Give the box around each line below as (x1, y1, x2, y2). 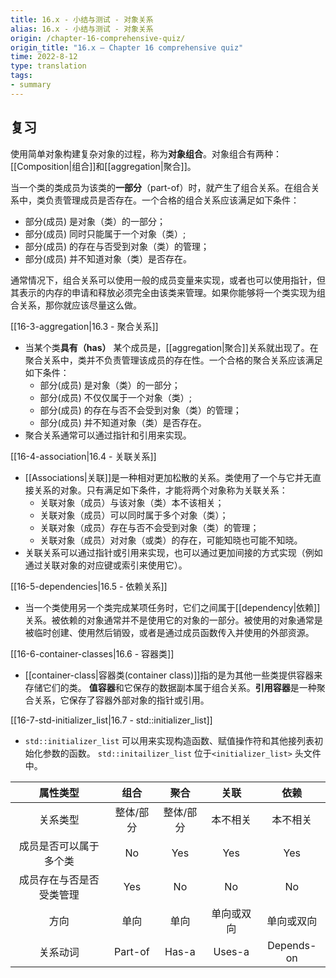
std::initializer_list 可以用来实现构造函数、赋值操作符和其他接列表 (24, 734, 315, 746)
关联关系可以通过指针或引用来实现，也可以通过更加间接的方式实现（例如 (24, 546, 323, 558)
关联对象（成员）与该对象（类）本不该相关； (39, 496, 225, 508)
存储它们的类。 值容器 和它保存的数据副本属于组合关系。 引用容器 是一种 (24, 681, 317, 693)
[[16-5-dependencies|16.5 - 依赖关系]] (10, 580, 168, 592)
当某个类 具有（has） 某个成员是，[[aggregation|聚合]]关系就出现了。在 (24, 341, 319, 353)
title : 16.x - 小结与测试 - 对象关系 (10, 14, 154, 25)
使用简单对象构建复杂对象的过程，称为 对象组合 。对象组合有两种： (10, 147, 282, 160)
